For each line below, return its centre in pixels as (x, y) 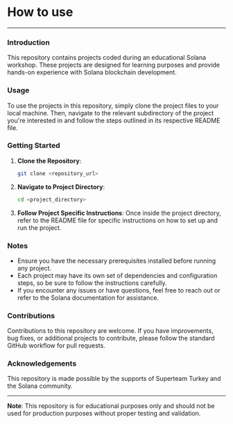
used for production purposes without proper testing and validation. (104, 414)
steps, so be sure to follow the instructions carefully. (92, 283)
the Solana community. (40, 386)
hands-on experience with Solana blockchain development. (92, 72)
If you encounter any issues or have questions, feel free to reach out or (119, 290)
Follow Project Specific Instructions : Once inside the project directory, (119, 213)
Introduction (28, 42)
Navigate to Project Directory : (61, 187)
